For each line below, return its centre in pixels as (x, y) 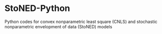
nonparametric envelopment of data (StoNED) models (58, 26)
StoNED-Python (37, 8)
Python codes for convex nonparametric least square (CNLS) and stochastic (81, 22)
